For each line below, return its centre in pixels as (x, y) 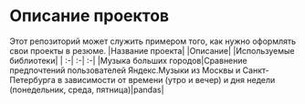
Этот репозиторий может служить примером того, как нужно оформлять (153, 41)
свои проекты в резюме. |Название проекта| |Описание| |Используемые (152, 50)
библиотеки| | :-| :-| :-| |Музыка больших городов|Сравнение (129, 60)
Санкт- (256, 70)
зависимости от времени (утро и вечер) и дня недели (170, 79)
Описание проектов (89, 16)
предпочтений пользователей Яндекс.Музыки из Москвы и (125, 70)
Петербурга (33, 79)
